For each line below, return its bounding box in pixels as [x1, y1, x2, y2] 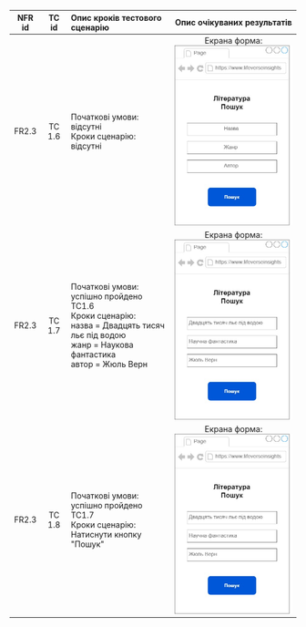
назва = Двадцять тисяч [70, 320, 166, 331]
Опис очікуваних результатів [174, 17, 293, 27]
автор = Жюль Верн [70, 359, 148, 370]
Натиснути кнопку [70, 529, 142, 540]
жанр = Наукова [70, 339, 134, 351]
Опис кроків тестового [70, 12, 162, 23]
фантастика [70, 349, 117, 360]
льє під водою [70, 330, 127, 341]
